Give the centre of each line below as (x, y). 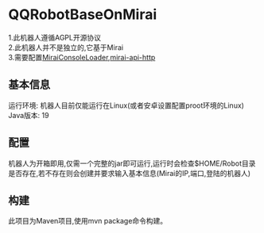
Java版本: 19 (29, 115)
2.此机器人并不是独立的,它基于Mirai (66, 47)
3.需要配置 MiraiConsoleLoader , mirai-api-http (82, 57)
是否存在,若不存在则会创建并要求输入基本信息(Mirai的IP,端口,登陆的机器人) (130, 173)
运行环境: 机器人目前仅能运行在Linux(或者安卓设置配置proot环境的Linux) (126, 105)
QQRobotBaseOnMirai (83, 15)
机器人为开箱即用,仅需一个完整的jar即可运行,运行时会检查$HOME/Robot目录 (132, 163)
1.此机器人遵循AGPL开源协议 (55, 37)
